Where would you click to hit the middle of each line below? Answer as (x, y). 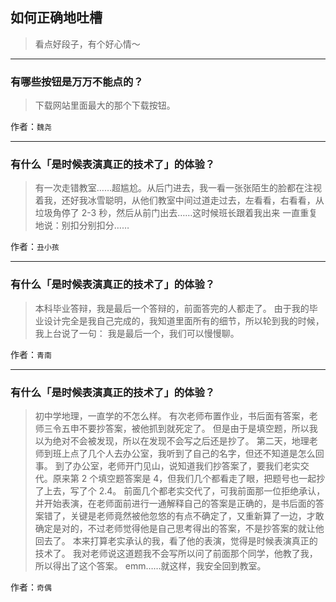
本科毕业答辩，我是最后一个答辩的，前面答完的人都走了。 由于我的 (172, 308)
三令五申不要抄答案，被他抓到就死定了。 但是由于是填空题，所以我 (180, 428)
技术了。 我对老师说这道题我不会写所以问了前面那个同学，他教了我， (176, 553)
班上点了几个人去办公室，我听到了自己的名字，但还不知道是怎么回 (188, 453)
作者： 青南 (31, 354)
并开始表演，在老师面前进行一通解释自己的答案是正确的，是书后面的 (175, 503)
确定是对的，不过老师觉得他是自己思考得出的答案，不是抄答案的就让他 (179, 528)
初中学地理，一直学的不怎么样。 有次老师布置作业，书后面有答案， (172, 416)
